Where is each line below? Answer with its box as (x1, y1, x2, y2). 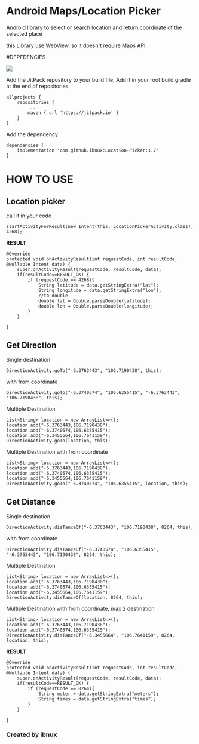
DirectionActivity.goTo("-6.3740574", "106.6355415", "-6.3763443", (6, 389, 180, 395)
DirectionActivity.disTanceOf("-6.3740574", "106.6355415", (6, 546, 160, 552)
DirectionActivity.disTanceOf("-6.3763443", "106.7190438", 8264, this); (6, 524, 194, 530)
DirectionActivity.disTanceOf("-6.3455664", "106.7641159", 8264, (6, 632, 175, 638)
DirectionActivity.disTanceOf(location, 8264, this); (6, 594, 143, 601)
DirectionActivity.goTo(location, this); (6, 438, 111, 444)
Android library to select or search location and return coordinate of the (6, 24, 182, 31)
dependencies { (6, 142, 44, 148)
